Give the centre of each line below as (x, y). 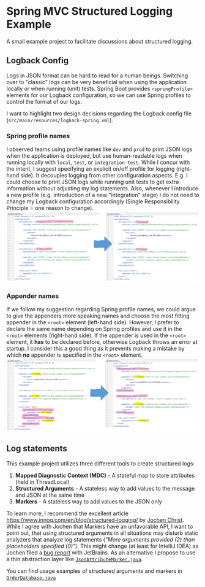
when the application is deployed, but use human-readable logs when (94, 156)
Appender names (33, 296)
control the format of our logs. (44, 101)
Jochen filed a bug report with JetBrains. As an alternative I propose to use (101, 552)
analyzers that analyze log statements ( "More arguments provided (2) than (101, 539)
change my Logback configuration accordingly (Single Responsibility (93, 201)
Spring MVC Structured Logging (90, 11)
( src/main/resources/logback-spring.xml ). (60, 120)
